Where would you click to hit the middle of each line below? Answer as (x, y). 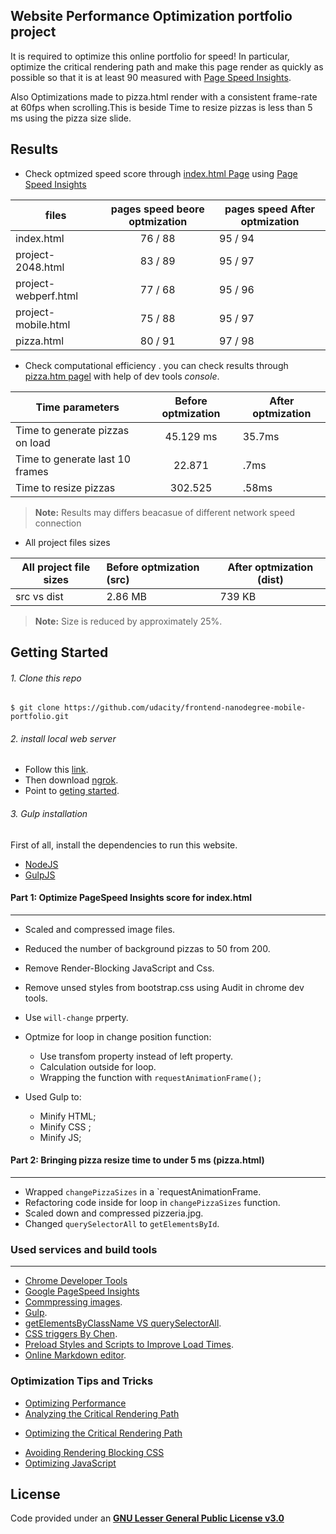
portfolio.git (40, 717)
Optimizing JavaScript (70, 1463)
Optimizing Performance (75, 1403)
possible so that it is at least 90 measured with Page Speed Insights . (151, 77)
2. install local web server (63, 738)
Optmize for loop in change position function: (118, 1036)
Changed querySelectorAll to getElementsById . (122, 1224)
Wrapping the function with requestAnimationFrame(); (151, 1077)
